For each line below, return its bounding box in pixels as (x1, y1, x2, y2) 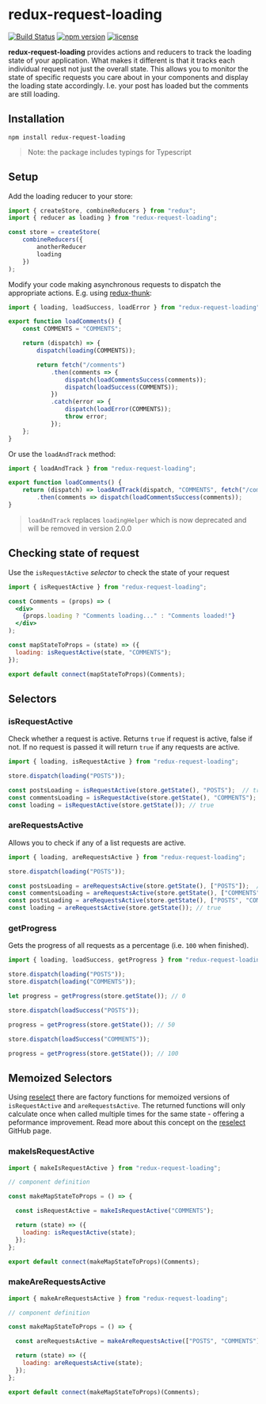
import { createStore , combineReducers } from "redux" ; (8, 206, 196, 215)
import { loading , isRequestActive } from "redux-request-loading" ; (8, 758, 239, 766)
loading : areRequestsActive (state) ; (22, 1359, 144, 1368)
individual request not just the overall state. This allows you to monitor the (8, 63, 249, 73)
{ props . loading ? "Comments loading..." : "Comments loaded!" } (22, 612, 236, 620)
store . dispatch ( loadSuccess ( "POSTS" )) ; (8, 1006, 140, 1015)
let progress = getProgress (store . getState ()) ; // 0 (8, 992, 186, 1000)
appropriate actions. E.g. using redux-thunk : (8, 288, 152, 297)
